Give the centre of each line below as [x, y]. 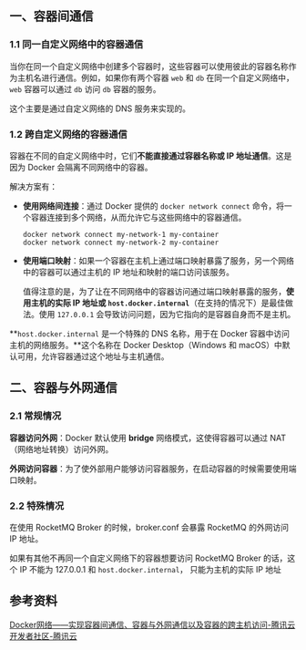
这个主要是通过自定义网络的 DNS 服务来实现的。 [100, 108]
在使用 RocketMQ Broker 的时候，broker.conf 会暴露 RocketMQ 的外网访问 [149, 527]
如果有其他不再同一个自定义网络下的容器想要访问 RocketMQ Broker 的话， [148, 558]
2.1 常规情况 [36, 416]
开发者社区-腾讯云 [43, 635]
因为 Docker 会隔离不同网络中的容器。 [81, 167]
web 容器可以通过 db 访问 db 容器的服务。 [85, 88]
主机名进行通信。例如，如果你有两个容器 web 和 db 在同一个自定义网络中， [155, 77]
